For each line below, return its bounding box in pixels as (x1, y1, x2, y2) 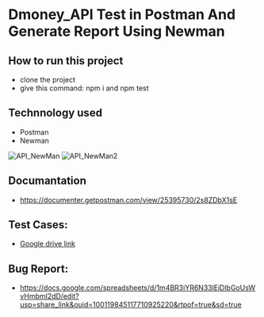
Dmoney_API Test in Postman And (8, 6, 236, 24)
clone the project (19, 75, 76, 84)
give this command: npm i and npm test (19, 83, 149, 93)
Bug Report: (8, 262, 69, 275)
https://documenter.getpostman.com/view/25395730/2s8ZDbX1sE (19, 195, 238, 204)
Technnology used (8, 106, 103, 120)
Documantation (8, 174, 87, 188)
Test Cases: (8, 218, 69, 231)
